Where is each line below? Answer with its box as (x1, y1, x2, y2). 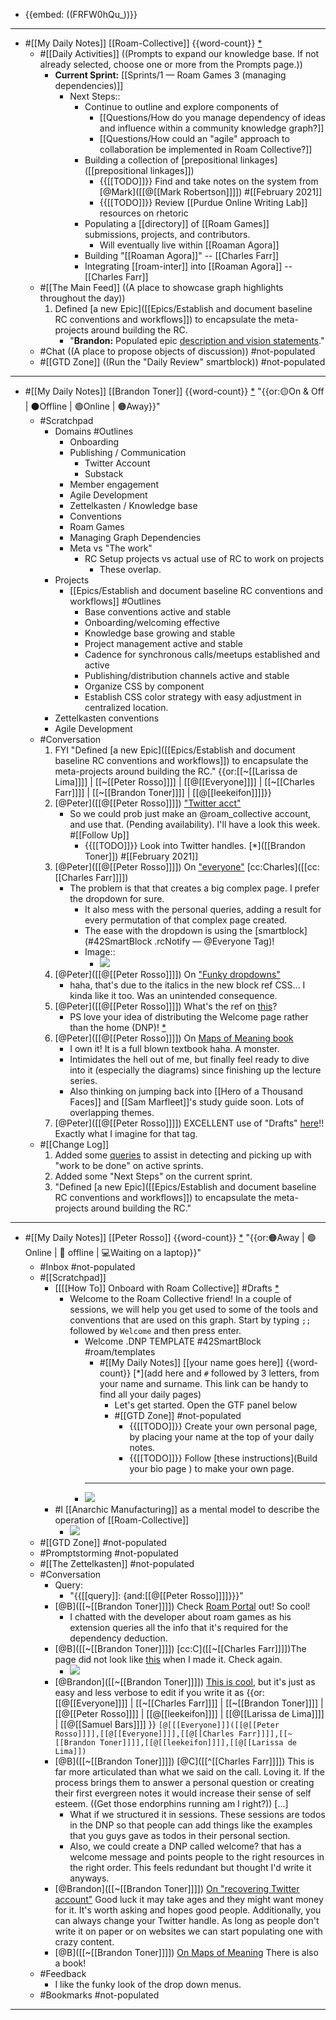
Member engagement (69, 479, 160, 490)
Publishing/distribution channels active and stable (84, 670, 290, 681)
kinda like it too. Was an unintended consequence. (69, 990, 278, 1001)
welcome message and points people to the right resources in (69, 1851, 325, 1863)
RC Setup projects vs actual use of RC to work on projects (84, 553, 325, 564)
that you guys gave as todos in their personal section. (69, 1830, 291, 1841)
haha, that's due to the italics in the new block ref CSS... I (69, 979, 306, 991)
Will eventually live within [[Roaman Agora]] (99, 239, 280, 251)
